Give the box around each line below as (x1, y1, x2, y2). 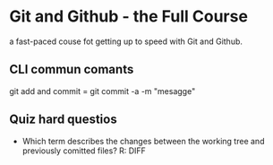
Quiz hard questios (9, 112, 118, 127)
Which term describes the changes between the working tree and (21, 135, 265, 146)
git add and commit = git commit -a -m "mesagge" (9, 85, 196, 96)
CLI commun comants (9, 62, 134, 77)
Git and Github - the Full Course (9, 6, 249, 27)
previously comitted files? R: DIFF (21, 145, 146, 156)
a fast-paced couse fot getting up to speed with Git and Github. (9, 36, 243, 47)
